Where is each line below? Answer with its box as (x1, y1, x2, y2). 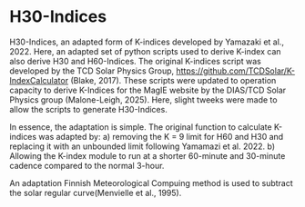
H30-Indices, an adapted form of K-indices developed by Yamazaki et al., (9, 36, 285, 47)
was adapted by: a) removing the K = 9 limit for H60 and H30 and (38, 131, 284, 142)
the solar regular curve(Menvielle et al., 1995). (9, 187, 182, 198)
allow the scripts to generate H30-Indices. (9, 103, 168, 114)
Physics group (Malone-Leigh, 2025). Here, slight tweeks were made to (9, 94, 278, 105)
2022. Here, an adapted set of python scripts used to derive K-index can (9, 45, 281, 56)
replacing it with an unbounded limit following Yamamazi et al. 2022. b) (9, 141, 276, 152)
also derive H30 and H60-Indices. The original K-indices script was (9, 55, 262, 66)
